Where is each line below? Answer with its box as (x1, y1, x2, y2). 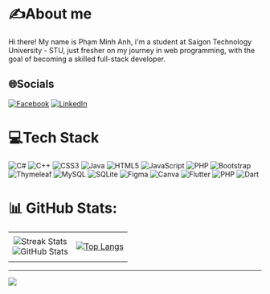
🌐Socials (8, 77, 55, 91)
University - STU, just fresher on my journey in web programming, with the (8, 45, 256, 55)
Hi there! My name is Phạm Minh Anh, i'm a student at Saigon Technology (8, 36, 252, 47)
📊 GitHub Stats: (8, 199, 118, 217)
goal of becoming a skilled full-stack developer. (8, 54, 166, 64)
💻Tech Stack (8, 128, 100, 147)
